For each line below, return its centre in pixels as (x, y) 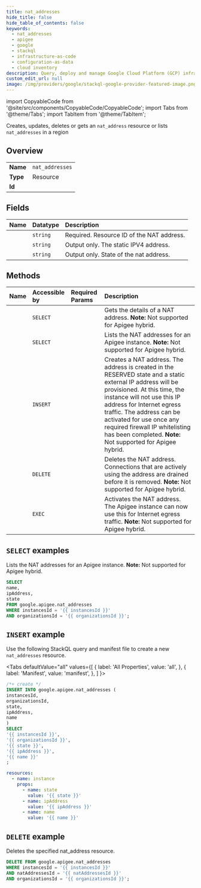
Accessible (48, 293)
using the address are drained (146, 475)
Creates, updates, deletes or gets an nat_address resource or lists (87, 126)
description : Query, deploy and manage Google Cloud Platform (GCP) (93, 73)
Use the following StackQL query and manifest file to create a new (88, 649)
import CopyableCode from (40, 101)
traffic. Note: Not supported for (148, 521)
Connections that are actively (145, 467)
